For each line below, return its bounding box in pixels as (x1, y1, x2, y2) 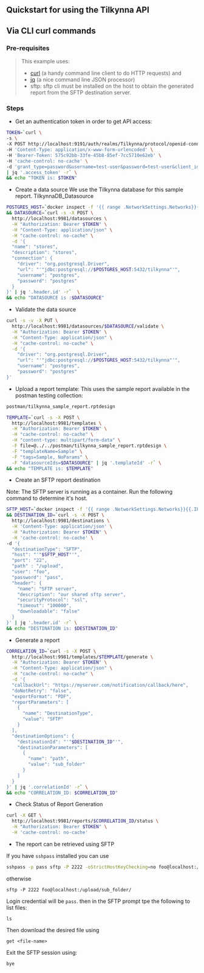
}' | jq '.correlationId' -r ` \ (6, 784, 88, 790)
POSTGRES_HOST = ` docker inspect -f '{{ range (6, 204, 121, 211)
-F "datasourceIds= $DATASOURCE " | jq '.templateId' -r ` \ (12, 460, 162, 466)
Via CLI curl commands (6, 26, 96, 36)
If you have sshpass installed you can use (6, 852, 109, 859)
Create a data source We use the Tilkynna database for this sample (15, 186, 183, 194)
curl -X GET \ (6, 812, 42, 818)
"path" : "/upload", (12, 563, 64, 569)
